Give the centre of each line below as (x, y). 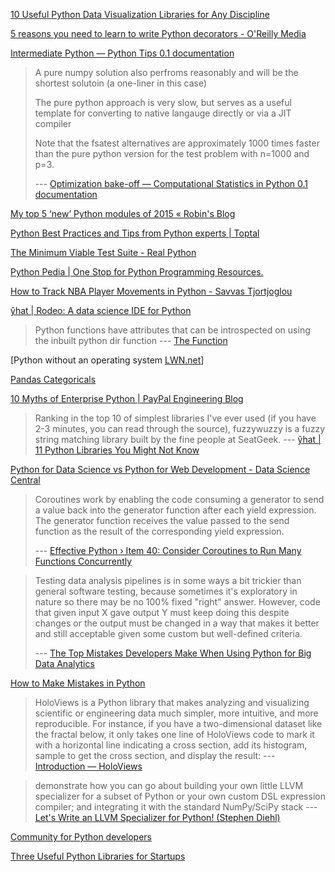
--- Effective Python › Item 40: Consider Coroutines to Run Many (168, 550)
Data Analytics (64, 663)
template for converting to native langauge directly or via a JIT (163, 113)
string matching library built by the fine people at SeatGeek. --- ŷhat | (178, 439)
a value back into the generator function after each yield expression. (175, 510)
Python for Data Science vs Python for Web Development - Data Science (160, 469)
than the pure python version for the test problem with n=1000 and (172, 153)
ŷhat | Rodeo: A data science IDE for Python (101, 310)
